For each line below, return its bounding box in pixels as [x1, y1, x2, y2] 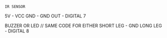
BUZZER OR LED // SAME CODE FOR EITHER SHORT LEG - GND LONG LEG [5, 22, 162, 28]
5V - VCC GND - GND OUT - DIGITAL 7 [5, 13, 87, 19]
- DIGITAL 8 [5, 28, 29, 34]
